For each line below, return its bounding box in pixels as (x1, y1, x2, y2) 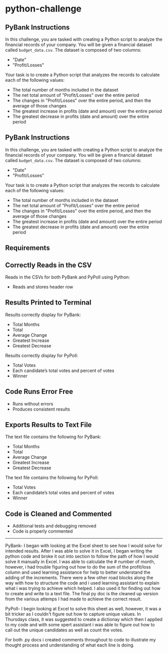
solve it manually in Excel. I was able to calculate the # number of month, (5, 559, 155, 565)
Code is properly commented (12, 528, 73, 535)
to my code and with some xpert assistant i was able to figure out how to (5, 622, 155, 628)
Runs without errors (12, 401, 53, 407)
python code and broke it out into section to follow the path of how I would (5, 553, 159, 560)
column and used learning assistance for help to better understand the (5, 569, 151, 575)
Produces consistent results (12, 406, 70, 412)
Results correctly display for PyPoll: (5, 352, 78, 358)
